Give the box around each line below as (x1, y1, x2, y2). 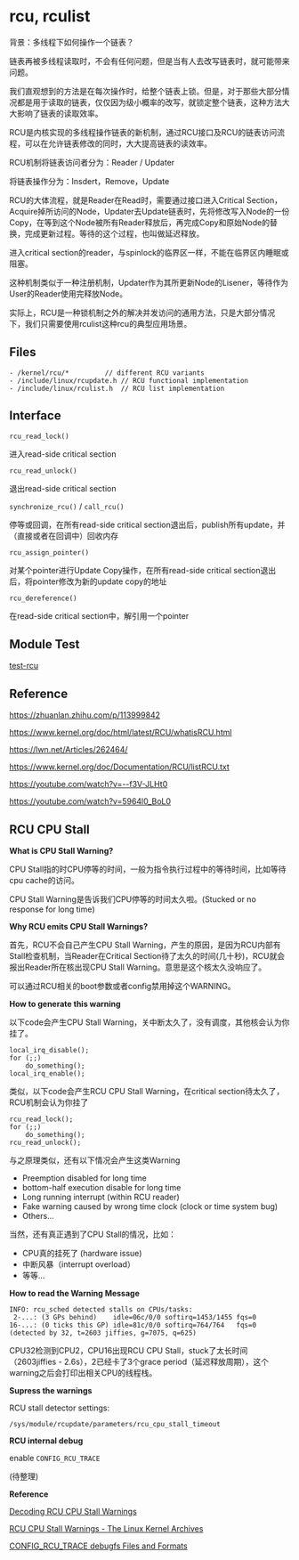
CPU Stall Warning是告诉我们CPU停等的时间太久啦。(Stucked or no (9, 894, 256, 905)
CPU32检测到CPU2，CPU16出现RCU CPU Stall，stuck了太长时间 (9, 1345, 248, 1355)
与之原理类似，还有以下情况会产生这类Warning (9, 1155, 181, 1166)
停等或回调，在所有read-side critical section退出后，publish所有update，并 (9, 519, 286, 530)
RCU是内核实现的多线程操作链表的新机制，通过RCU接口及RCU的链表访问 (9, 126, 278, 137)
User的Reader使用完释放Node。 (9, 288, 127, 299)
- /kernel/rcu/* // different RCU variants (9, 368, 205, 378)
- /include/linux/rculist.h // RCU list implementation (9, 384, 225, 393)
